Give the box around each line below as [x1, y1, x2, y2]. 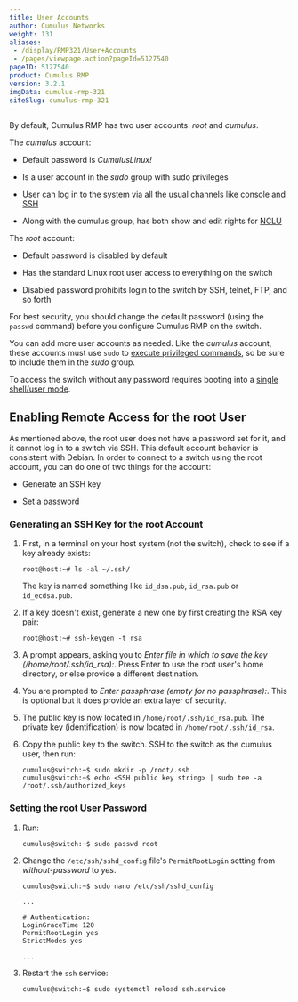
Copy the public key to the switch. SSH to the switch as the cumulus [21, 739, 273, 750]
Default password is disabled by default [21, 250, 168, 261]
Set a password [21, 496, 80, 507]
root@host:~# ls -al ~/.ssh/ [21, 565, 131, 574]
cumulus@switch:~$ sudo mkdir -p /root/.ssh [21, 766, 190, 775]
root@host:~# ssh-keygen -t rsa [21, 634, 142, 643]
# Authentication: [21, 913, 91, 922]
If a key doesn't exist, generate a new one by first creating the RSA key [21, 607, 283, 618]
